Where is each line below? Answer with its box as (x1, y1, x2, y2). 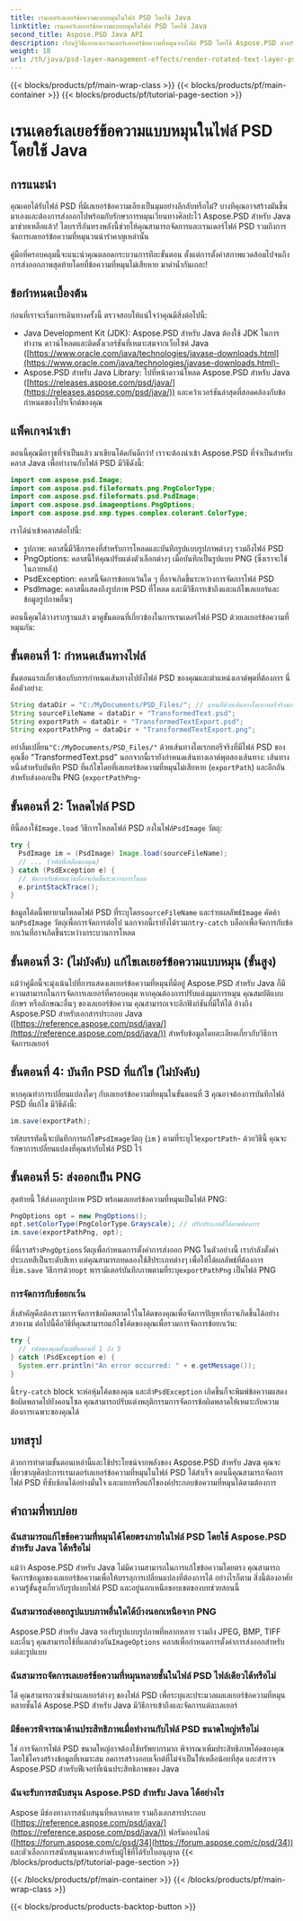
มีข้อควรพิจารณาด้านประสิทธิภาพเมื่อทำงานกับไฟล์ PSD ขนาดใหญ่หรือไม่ (10, 1722, 259, 1735)
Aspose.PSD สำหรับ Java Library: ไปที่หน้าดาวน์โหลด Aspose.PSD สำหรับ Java (22, 366, 290, 378)
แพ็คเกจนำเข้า (10, 424, 71, 439)
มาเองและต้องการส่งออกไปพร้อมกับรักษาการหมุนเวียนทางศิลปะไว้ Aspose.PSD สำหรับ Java (10, 211, 291, 221)
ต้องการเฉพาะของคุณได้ (10, 1405, 80, 1417)
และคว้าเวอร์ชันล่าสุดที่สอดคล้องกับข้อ (177, 386, 286, 397)
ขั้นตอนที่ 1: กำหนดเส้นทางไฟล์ (10, 649, 147, 664)
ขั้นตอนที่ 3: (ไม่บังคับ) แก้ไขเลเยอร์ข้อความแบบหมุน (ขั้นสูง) (10, 954, 277, 969)
